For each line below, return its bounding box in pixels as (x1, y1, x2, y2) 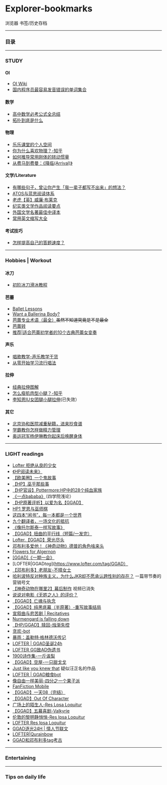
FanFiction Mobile (12, 684, 49, 690)
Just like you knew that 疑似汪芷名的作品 (12, 665, 96, 671)
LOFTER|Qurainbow (12, 731, 53, 737)
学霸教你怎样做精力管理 (12, 427, 61, 433)
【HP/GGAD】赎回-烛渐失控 (12, 622, 70, 628)
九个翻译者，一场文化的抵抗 (12, 518, 70, 524)
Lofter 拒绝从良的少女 (12, 463, 57, 469)
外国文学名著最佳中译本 (12, 209, 61, 215)
